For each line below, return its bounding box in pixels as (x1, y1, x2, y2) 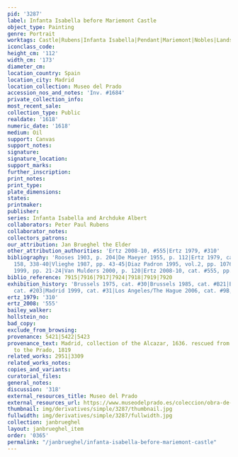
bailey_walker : (7, 307, 52, 314)
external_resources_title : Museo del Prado (7, 393, 138, 400)
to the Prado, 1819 (13, 346, 72, 354)
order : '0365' (7, 431, 50, 439)
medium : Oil (7, 129, 42, 136)
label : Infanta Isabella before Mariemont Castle (7, 17, 157, 24)
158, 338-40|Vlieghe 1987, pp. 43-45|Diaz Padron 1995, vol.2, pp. (13, 261, 217, 268)
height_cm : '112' (7, 50, 59, 57)
